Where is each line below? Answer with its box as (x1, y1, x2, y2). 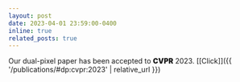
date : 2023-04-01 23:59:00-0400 (8, 19, 117, 27)
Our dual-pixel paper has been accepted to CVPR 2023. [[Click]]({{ (8, 56, 232, 66)
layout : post (8, 11, 52, 20)
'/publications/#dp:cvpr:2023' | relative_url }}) (8, 65, 161, 75)
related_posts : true (8, 34, 78, 43)
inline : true (8, 27, 52, 35)
